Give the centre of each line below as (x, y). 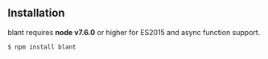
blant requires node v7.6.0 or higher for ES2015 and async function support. (134, 32)
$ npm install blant (42, 47)
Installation (36, 13)
